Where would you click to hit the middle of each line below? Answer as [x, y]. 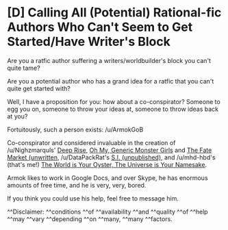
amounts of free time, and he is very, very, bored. [77, 185]
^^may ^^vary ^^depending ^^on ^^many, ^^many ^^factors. [90, 219]
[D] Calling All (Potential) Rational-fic [114, 13]
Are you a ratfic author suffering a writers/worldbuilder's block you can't [109, 60]
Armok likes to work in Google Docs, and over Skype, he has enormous [107, 178]
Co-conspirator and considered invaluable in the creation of [91, 142]
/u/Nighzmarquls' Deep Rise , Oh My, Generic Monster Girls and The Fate [110, 150]
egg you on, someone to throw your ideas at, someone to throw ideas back [113, 109]
